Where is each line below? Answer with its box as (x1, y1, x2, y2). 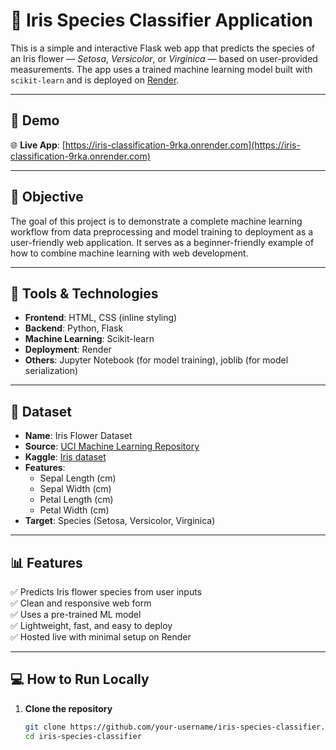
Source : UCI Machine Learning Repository (24, 440, 200, 453)
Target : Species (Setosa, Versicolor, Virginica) (24, 515, 216, 527)
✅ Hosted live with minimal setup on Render (10, 631, 192, 643)
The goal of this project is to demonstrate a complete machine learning (10, 215, 303, 227)
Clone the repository (24, 702, 113, 714)
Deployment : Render (24, 344, 112, 356)
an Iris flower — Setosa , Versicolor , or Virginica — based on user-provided (10, 52, 318, 64)
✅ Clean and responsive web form (10, 597, 152, 609)
